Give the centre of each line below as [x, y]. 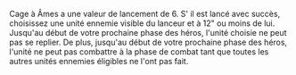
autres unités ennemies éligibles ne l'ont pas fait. [99, 61]
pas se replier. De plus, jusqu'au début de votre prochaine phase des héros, [148, 42]
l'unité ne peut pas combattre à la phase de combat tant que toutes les [139, 52]
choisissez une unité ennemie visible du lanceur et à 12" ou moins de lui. [142, 23]
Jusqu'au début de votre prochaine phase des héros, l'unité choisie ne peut [148, 33]
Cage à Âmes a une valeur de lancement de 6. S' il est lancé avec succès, [145, 14]
